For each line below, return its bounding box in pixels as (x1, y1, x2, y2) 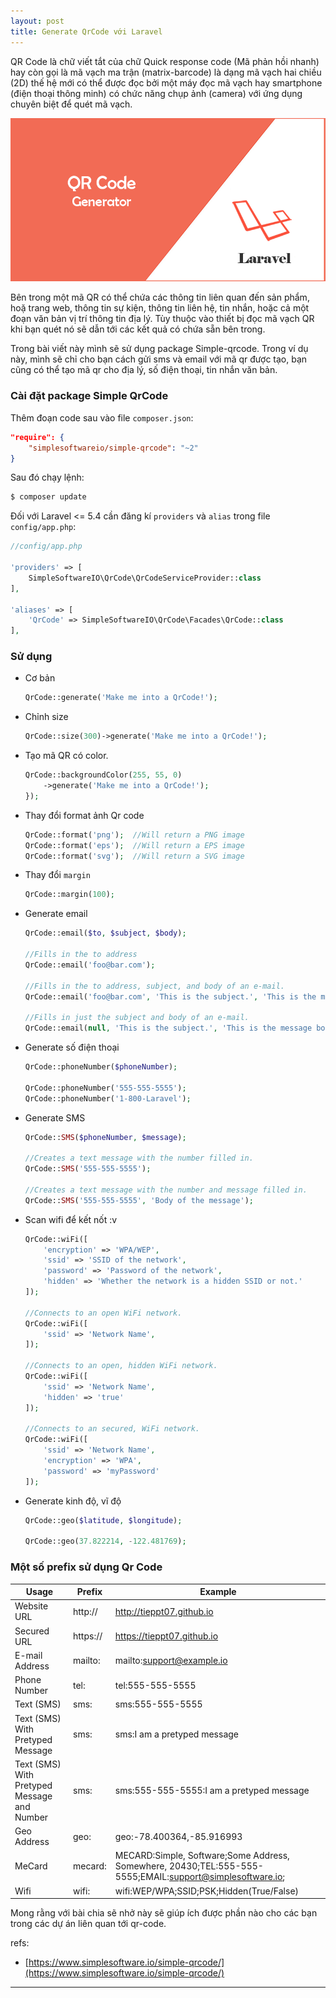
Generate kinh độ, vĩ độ (24, 1495, 122, 1507)
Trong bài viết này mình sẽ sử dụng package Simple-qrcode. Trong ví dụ (10, 343, 309, 355)
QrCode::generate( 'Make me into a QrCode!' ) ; (24, 693, 218, 703)
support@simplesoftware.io (169, 1871, 283, 1883)
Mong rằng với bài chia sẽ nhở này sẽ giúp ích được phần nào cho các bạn (10, 1907, 318, 1919)
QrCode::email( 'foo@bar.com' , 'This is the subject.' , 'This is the (24, 991, 317, 1002)
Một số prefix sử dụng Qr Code (10, 1560, 163, 1574)
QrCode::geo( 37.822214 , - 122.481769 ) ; (24, 1536, 187, 1547)
